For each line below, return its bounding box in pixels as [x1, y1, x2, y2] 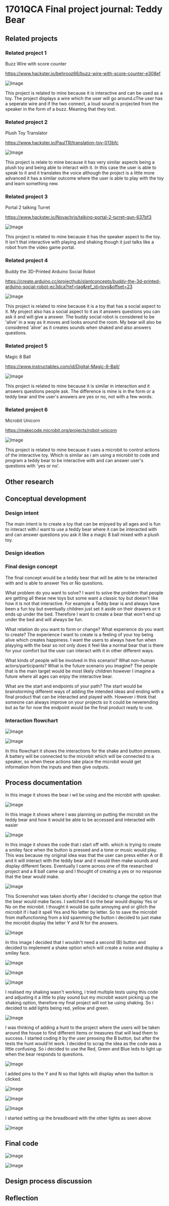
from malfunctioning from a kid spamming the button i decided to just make [5, 914, 161, 920]
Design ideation [5, 550, 45, 557]
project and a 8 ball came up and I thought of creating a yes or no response [5, 868, 162, 874]
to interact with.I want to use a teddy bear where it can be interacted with [5, 527, 157, 533]
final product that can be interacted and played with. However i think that [5, 694, 156, 700]
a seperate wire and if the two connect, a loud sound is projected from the [5, 101, 159, 107]
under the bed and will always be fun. [5, 616, 83, 622]
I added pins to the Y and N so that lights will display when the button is [5, 1070, 153, 1077]
